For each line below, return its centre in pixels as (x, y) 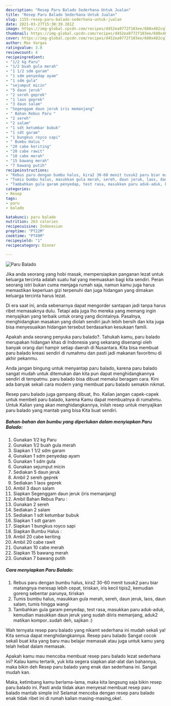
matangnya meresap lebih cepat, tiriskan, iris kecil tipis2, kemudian (83, 588)
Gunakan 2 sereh (31, 504)
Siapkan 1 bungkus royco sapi (44, 526)
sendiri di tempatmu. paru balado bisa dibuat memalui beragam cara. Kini (82, 379)
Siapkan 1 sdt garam (34, 521)
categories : (18, 189)
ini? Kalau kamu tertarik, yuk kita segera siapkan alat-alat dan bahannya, (81, 661)
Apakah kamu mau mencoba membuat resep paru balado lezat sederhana (83, 656)
